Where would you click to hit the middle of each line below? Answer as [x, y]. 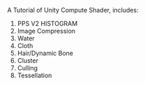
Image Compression [46, 31]
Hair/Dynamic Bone [45, 53]
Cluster [28, 61]
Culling [28, 68]
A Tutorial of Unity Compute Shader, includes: [73, 10]
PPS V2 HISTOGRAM [47, 23]
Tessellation [35, 75]
